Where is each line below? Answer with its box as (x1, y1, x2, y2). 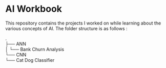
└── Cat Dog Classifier (5, 57, 55, 63)
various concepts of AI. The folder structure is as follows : (5, 25, 128, 31)
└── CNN (5, 52, 27, 58)
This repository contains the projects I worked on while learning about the (5, 20, 161, 26)
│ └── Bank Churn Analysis (5, 46, 65, 52)
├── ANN (5, 40, 27, 47)
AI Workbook (5, 3, 63, 15)
